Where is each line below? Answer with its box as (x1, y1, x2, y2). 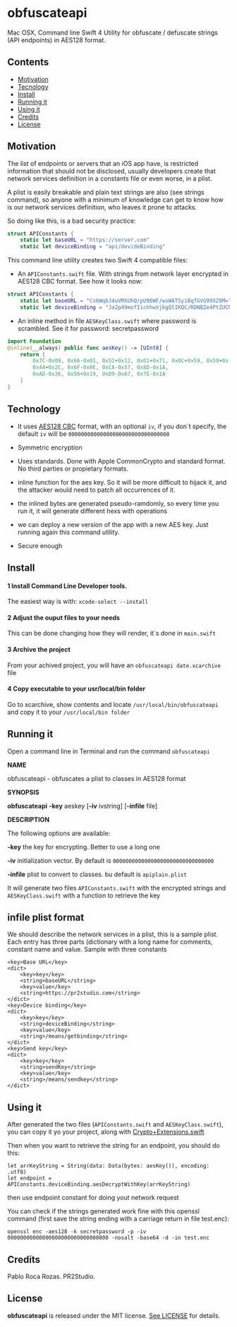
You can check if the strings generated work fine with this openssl (7, 1207, 200, 1216)
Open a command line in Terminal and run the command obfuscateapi (7, 746, 210, 756)
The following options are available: (7, 829, 111, 837)
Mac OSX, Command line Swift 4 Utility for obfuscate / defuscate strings (7, 28, 219, 37)
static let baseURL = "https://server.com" (20, 236, 150, 244)
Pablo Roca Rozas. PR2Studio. (7, 1272, 95, 1281)
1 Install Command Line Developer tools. (7, 581, 128, 590)
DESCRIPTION (7, 815, 50, 823)
